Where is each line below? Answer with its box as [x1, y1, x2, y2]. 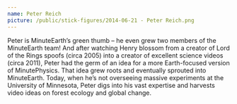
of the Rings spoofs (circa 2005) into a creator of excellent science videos [7, 51, 224, 60]
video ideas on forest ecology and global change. [7, 89, 152, 97]
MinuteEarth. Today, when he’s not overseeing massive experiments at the [7, 73, 224, 82]
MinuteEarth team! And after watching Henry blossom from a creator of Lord [7, 44, 230, 52]
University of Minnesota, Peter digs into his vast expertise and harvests [7, 81, 216, 89]
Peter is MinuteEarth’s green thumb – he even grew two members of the [7, 36, 217, 44]
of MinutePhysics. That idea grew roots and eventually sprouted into [7, 66, 207, 74]
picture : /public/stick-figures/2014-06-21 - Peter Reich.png [7, 17, 195, 24]
